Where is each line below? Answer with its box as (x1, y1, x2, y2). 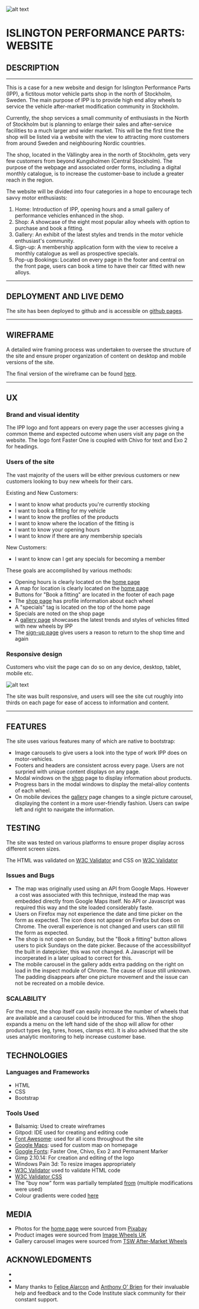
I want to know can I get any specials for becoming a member (14, 555, 166, 562)
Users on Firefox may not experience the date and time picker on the (14, 910, 182, 917)
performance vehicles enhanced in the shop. (14, 212, 124, 219)
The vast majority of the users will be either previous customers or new (6, 471, 180, 478)
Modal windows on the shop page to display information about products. (14, 774, 192, 781)
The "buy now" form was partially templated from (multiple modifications (14, 1180, 193, 1187)
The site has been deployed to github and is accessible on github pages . (6, 307, 184, 314)
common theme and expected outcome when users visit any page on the (6, 431, 185, 438)
